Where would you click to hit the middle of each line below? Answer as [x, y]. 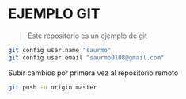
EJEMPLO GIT [54, 14]
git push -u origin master [53, 87]
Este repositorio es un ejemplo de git [87, 36]
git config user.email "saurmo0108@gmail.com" [86, 57]
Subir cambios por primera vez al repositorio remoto [93, 73]
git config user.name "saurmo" [60, 50]
